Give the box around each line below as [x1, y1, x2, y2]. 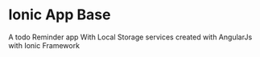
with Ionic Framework [8, 40, 80, 50]
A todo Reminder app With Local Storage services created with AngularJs [8, 32, 253, 42]
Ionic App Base [8, 6, 111, 24]
